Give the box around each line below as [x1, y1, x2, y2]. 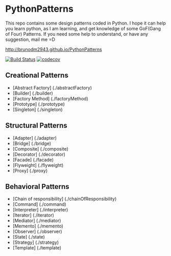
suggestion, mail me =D [5, 36, 55, 42]
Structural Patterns [5, 121, 67, 130]
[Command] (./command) [12, 201, 66, 207]
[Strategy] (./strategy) [12, 239, 59, 246]
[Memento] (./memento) [12, 223, 64, 229]
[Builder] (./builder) [12, 90, 54, 96]
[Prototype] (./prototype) [12, 101, 65, 107]
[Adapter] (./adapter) [12, 135, 57, 141]
